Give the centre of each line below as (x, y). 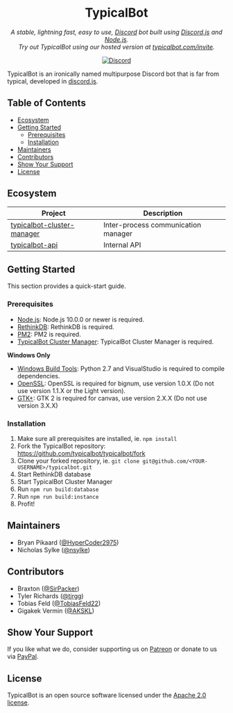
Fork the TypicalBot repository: (61, 446)
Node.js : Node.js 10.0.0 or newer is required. (80, 319)
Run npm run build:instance (58, 496)
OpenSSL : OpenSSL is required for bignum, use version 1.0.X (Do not (115, 383)
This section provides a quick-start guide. (67, 286)
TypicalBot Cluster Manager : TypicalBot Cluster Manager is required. (115, 342)
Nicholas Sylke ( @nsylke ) (53, 550)
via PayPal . (23, 657)
